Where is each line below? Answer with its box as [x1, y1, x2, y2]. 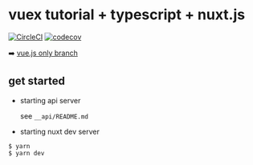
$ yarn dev [8, 149, 45, 157]
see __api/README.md [19, 111, 88, 121]
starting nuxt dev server [19, 127, 100, 136]
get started [8, 74, 66, 88]
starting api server [19, 95, 81, 105]
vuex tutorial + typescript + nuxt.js [8, 6, 246, 24]
